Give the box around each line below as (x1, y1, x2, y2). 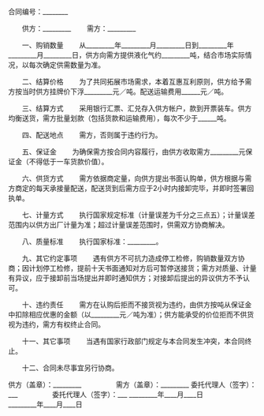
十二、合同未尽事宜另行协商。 (21, 363, 119, 373)
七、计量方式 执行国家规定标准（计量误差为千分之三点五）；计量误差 (21, 210, 255, 219)
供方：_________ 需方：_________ (21, 24, 136, 33)
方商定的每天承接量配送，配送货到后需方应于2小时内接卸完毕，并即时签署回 (8, 184, 255, 193)
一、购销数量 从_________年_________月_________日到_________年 (21, 40, 234, 50)
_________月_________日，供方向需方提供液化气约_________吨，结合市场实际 (8, 51, 246, 59)
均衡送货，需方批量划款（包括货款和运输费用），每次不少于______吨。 (8, 114, 231, 122)
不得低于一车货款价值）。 (28, 157, 109, 166)
